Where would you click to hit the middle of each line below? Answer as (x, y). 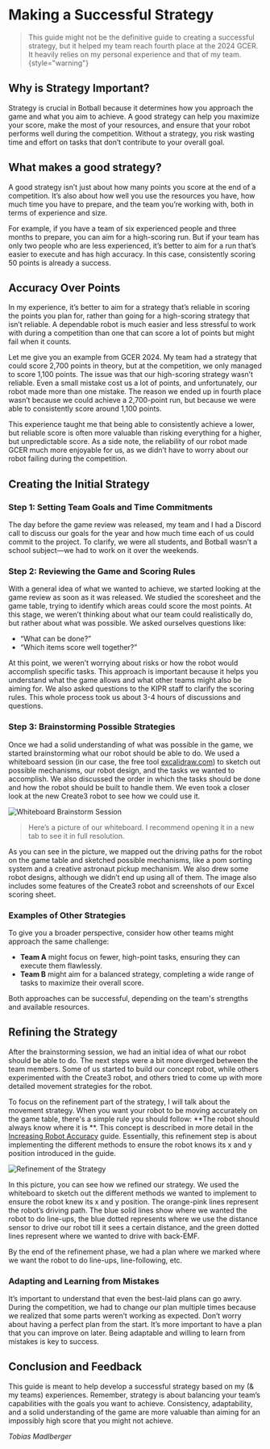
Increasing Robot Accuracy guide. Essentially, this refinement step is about (133, 1136)
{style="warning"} (58, 63)
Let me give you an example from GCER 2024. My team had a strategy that (133, 358)
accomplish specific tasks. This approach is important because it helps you (133, 672)
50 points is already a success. (60, 262)
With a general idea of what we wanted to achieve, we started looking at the (135, 589)
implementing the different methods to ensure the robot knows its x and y (130, 1145)
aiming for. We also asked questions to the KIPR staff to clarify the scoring (131, 689)
